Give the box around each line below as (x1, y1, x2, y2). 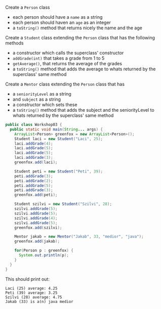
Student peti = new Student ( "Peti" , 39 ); (14, 169, 103, 174)
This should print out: (5, 276, 50, 282)
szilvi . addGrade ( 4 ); (14, 215, 58, 220)
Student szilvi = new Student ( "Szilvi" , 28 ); (14, 202, 112, 207)
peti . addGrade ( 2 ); (14, 178, 53, 184)
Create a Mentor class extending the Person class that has (5, 81, 125, 87)
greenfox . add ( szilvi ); (14, 225, 62, 230)
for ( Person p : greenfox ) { (14, 248, 73, 253)
